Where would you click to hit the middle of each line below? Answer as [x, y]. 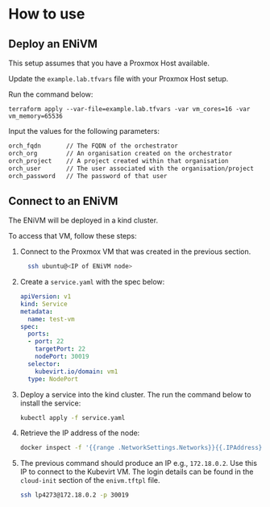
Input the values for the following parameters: [84, 131]
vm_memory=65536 [35, 116]
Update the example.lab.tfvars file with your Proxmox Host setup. [118, 79]
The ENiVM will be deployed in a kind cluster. [83, 220]
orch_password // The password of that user [88, 176]
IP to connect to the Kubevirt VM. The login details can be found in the [137, 472]
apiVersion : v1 [46, 297]
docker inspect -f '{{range [67, 448]
